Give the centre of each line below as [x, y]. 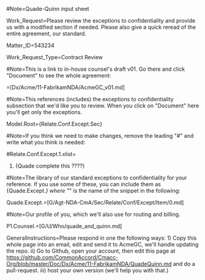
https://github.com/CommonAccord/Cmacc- [62, 257]
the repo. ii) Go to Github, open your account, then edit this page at [91, 251]
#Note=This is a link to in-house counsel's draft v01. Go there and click [96, 69]
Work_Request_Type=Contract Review [54, 57]
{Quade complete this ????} [50, 166]
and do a [184, 264]
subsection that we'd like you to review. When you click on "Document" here [103, 106]
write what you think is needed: [46, 142]
